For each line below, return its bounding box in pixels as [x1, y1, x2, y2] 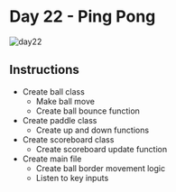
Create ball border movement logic [35, 162, 165, 173]
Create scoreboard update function [35, 143, 168, 154]
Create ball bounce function [35, 105, 140, 116]
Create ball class [22, 86, 86, 96]
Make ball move [35, 96, 96, 106]
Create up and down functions [35, 124, 150, 135]
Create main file [22, 153, 82, 164]
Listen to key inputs [35, 172, 109, 183]
